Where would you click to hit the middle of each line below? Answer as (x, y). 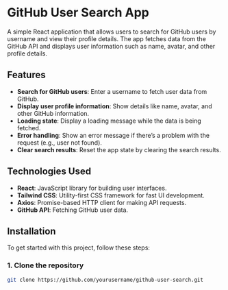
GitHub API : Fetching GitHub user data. (73, 210)
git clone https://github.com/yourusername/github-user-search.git (105, 280)
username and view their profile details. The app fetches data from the (107, 38)
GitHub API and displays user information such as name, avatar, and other (111, 46)
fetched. (29, 128)
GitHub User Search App (78, 13)
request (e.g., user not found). (60, 143)
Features (26, 75)
